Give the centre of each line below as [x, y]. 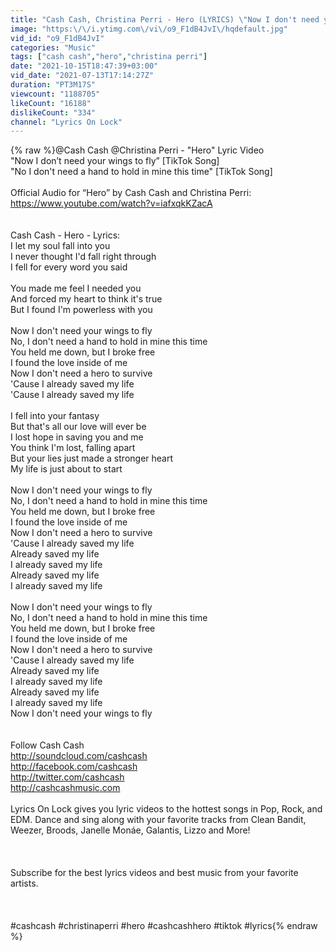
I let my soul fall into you [60, 246]
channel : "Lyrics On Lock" [66, 122]
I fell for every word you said [69, 267]
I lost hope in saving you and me [77, 437]
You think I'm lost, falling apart [73, 448]
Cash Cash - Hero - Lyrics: [65, 235]
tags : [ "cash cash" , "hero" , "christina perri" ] [109, 57]
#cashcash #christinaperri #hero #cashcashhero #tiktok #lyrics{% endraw [164, 926]
